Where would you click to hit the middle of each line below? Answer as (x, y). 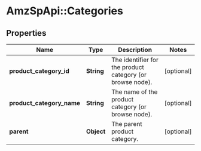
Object (96, 131)
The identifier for (135, 60)
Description (135, 50)
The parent (127, 124)
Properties (26, 33)
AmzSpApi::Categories (65, 11)
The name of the (135, 92)
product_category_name (45, 103)
